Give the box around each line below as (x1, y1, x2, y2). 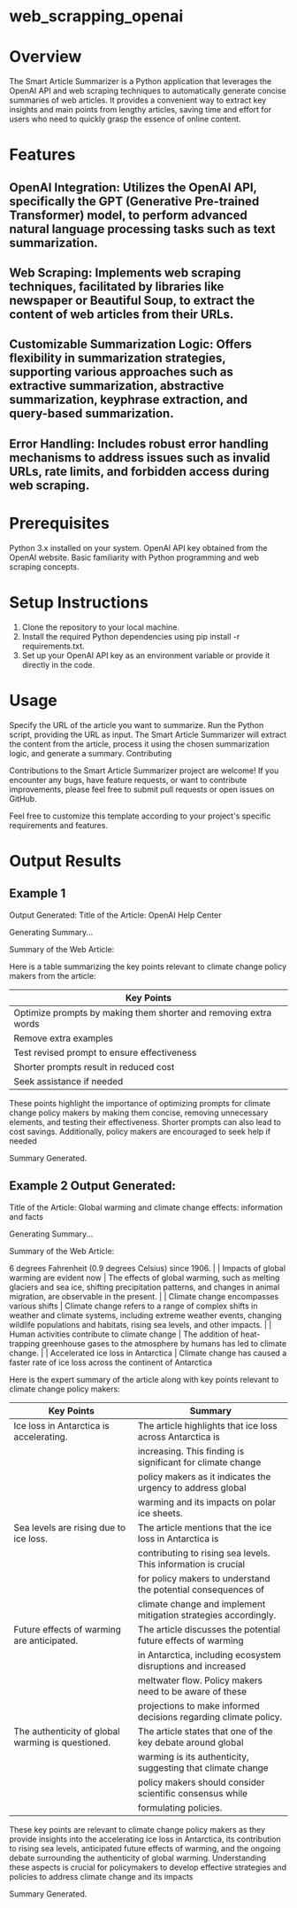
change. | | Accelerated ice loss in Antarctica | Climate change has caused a (9, 1347, 287, 1358)
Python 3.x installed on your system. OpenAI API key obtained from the (9, 542, 268, 553)
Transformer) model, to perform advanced (9, 207, 247, 222)
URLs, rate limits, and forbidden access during (9, 463, 270, 479)
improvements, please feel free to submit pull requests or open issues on (9, 784, 275, 795)
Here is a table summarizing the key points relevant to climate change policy (9, 961, 287, 972)
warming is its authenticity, (137, 1750, 249, 1763)
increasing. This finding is (137, 1445, 245, 1457)
